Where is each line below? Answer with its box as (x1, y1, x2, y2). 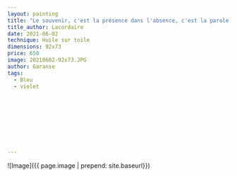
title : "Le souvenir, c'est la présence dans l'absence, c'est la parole (7, 17, 230, 24)
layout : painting (7, 10, 59, 18)
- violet (13, 83, 40, 90)
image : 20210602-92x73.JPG (7, 57, 87, 64)
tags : (7, 69, 23, 76)
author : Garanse (7, 63, 55, 70)
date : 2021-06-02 (7, 30, 59, 38)
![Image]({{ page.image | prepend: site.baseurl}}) (7, 161, 151, 170)
